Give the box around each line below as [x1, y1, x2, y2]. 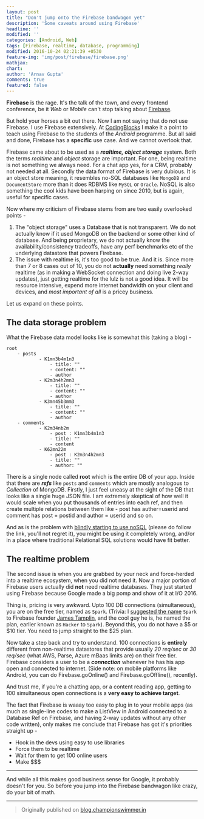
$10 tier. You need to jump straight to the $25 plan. [6, 627, 133, 634]
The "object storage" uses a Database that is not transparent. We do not [15, 224, 196, 231]
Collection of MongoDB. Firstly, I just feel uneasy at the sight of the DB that [6, 485, 194, 493]
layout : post [6, 9, 39, 15]
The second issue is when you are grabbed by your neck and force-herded [6, 570, 194, 577]
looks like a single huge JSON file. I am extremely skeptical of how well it [6, 492, 189, 499]
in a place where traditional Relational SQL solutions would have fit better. [6, 536, 190, 544]
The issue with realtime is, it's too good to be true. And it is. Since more [15, 256, 194, 263]
